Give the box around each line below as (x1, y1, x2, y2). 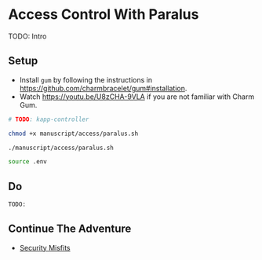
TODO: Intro (8, 31, 47, 41)
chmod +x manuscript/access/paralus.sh (8, 130, 139, 137)
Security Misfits (19, 243, 71, 252)
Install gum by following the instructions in (19, 75, 153, 84)
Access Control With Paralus (8, 5, 199, 24)
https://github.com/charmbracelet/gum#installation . (19, 83, 187, 93)
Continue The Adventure (8, 222, 132, 236)
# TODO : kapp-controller (8, 115, 89, 123)
